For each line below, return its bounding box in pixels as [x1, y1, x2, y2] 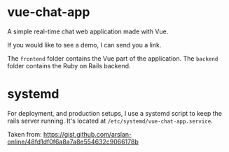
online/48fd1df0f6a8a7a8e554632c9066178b [7, 137, 139, 146]
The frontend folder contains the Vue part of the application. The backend [7, 54, 218, 63]
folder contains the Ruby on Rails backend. [7, 61, 131, 70]
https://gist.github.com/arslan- [43, 130, 132, 138]
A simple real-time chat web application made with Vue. [7, 27, 169, 36]
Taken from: [7, 130, 42, 138]
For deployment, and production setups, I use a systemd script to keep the [7, 109, 223, 117]
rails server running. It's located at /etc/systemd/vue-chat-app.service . [7, 116, 214, 125]
